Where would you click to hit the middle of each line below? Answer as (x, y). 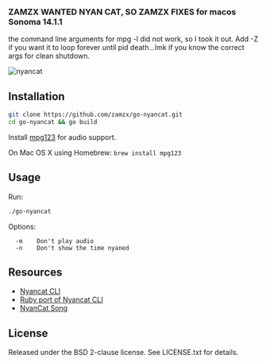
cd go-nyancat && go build (53, 122)
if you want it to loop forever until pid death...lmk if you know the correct (126, 48)
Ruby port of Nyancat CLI (61, 299)
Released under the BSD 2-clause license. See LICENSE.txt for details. (123, 353)
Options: (22, 226)
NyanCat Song (44, 308)
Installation (37, 97)
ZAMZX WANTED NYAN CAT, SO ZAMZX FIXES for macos (122, 12)
